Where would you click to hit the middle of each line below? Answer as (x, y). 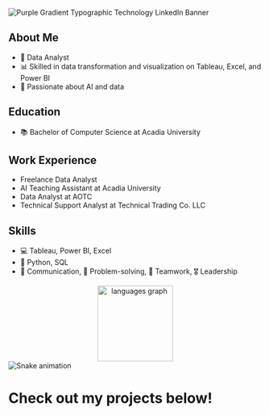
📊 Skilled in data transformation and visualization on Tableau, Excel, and (141, 66)
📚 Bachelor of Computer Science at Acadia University (110, 132)
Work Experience (53, 160)
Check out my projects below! (110, 398)
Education (35, 112)
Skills (22, 231)
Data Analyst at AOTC (56, 197)
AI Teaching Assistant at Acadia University (90, 188)
